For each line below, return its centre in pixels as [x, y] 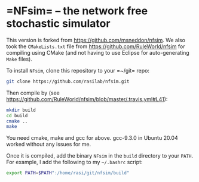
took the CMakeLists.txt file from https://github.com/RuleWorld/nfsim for [96, 46]
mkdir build [21, 110]
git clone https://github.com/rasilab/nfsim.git [68, 81]
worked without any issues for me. [49, 145]
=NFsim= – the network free [77, 11]
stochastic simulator [58, 23]
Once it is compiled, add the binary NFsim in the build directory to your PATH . [99, 156]
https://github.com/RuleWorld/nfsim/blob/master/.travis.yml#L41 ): [87, 99]
